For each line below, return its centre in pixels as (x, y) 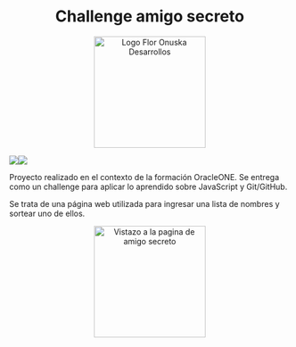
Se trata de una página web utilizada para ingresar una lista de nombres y (144, 203)
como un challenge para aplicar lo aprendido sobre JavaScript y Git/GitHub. (148, 186)
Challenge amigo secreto (150, 17)
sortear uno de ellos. (47, 213)
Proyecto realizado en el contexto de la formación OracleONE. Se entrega (144, 177)
